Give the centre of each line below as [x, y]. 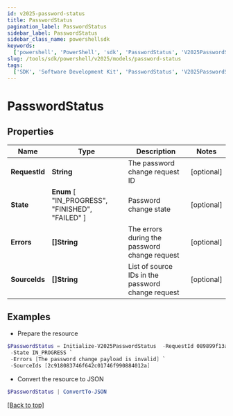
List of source [150, 266]
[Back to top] [26, 405]
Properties [31, 132]
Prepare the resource [48, 333]
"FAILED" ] [69, 217]
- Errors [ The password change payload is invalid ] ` [88, 359]
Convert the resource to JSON [60, 378]
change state [149, 209]
